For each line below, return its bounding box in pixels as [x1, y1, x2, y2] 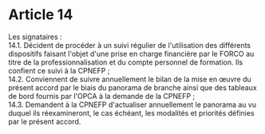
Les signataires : [8, 32, 62, 41]
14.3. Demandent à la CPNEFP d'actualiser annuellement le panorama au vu [8, 100, 257, 109]
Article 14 [8, 6, 73, 24]
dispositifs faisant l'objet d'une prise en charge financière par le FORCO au [8, 49, 255, 58]
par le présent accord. [8, 116, 81, 126]
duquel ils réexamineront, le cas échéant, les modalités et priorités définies [8, 108, 255, 117]
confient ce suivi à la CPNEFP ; [8, 65, 110, 75]
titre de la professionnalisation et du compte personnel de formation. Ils [8, 57, 243, 67]
